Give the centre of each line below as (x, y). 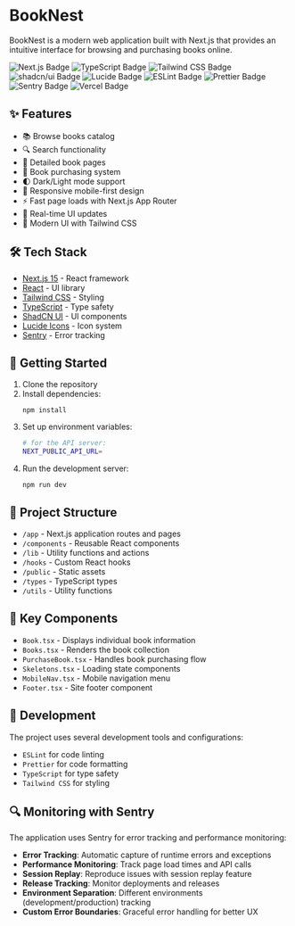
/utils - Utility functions (67, 591)
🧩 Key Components (64, 619)
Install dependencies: (61, 394)
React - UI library (53, 287)
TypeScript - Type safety (68, 306)
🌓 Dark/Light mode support (74, 181)
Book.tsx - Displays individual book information (109, 640)
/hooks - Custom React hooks (76, 562)
